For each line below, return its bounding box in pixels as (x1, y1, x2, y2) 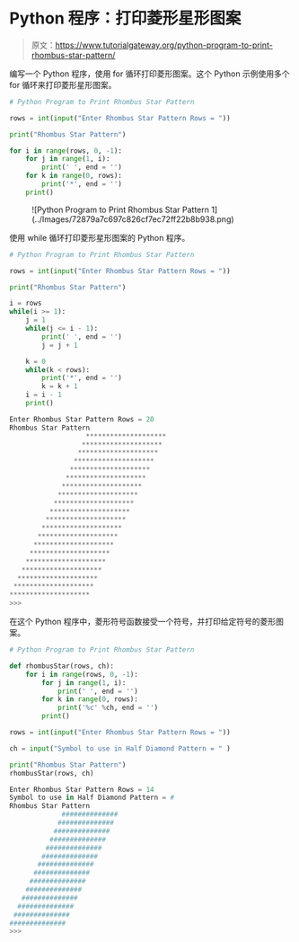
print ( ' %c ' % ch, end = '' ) (57, 703, 159, 713)
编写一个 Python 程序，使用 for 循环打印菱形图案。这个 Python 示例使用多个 (9, 68, 290, 79)
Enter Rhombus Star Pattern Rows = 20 (9, 414, 154, 423)
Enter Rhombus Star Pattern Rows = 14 (9, 785, 154, 794)
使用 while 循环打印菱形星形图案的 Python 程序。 (9, 232, 190, 243)
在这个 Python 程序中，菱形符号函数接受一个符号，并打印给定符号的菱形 (9, 617, 277, 627)
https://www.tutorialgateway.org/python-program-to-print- (55, 40, 274, 50)
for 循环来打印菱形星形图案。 (9, 79, 117, 90)
